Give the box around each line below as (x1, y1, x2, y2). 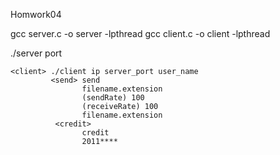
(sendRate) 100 (81, 93, 145, 103)
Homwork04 (10, 9, 62, 20)
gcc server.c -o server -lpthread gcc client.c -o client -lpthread (10, 28, 271, 39)
